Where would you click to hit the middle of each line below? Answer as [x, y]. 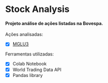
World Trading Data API [37, 69]
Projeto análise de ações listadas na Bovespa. [54, 23]
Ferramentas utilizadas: [30, 54]
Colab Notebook [30, 64]
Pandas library [28, 75]
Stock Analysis [37, 9]
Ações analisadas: [24, 34]
